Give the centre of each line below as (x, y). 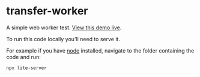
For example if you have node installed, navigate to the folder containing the (100, 50)
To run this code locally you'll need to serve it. (63, 39)
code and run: (23, 57)
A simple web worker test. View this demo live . (64, 27)
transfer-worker (47, 11)
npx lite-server (26, 68)
